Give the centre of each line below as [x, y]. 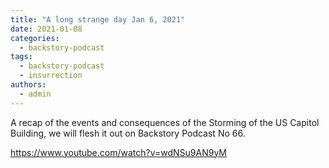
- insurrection [51, 76]
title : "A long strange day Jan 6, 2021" [98, 19]
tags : [21, 57]
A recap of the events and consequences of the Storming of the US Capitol [165, 122]
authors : [28, 85]
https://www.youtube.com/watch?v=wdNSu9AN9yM [119, 152]
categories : [35, 38]
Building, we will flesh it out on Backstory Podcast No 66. [128, 133]
